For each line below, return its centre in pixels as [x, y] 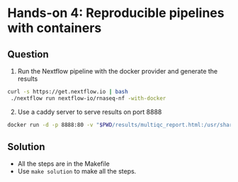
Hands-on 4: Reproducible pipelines [116, 13]
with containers [55, 28]
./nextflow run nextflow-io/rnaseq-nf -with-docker [88, 98]
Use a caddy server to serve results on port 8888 [90, 112]
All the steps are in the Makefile [63, 164]
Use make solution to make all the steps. [77, 171]
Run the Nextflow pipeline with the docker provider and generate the [118, 71]
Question [28, 54]
